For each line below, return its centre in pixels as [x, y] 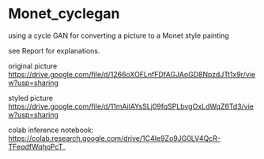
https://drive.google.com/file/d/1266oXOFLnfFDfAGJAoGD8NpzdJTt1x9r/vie [132, 74]
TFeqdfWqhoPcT [36, 146]
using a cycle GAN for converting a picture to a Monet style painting [119, 35]
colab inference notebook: [51, 130]
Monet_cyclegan [64, 14]
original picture [33, 66]
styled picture [31, 98]
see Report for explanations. [54, 50]
